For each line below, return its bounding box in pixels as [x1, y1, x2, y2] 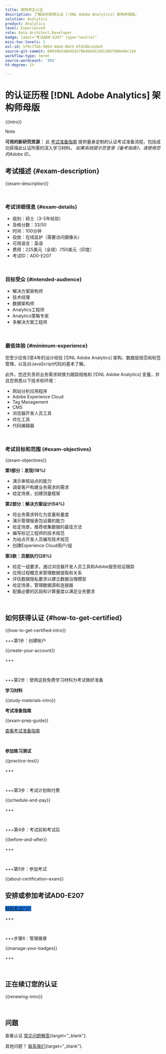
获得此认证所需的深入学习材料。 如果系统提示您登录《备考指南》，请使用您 [9, 145, 161, 151]
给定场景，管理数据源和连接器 [12, 582, 73, 588]
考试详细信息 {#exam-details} [5, 203, 78, 210]
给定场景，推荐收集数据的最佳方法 [12, 524, 82, 530]
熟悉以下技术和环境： [13, 377, 57, 383]
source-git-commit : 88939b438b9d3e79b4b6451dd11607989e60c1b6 [5, 49, 136, 54]
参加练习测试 [5, 748, 31, 754]
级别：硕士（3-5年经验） [12, 216, 63, 222]
